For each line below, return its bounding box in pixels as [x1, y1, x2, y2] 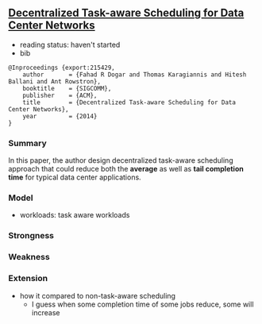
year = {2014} [22, 112, 98, 120]
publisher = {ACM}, [22, 91, 98, 99]
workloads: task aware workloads [19, 210, 130, 220]
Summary [8, 137, 48, 148]
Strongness [8, 230, 54, 241]
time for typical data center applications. [8, 172, 141, 182]
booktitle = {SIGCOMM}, [22, 84, 112, 92]
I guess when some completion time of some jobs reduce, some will [31, 299, 254, 309]
